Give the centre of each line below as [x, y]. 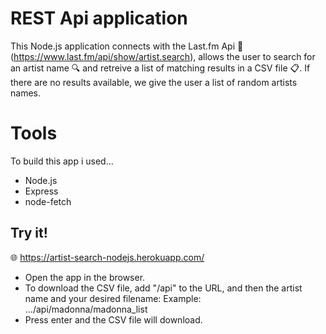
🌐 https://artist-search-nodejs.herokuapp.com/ [107, 257]
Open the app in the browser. [85, 277]
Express [41, 191]
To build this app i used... [62, 161]
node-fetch [48, 201]
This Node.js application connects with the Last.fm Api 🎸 [127, 46]
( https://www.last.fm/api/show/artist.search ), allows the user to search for [163, 56]
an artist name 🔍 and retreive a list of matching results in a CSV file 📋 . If [160, 68]
